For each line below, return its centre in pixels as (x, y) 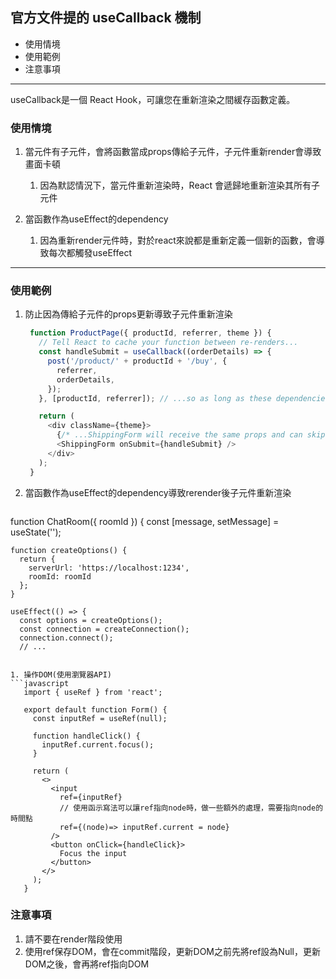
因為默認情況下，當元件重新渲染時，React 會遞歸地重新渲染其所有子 (180, 185)
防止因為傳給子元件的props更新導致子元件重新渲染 (128, 314)
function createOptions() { (69, 550)
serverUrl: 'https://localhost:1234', (109, 568)
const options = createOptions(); (91, 620)
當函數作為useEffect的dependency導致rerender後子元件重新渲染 (158, 492)
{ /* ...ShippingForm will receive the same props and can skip (191, 435)
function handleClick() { (86, 736)
